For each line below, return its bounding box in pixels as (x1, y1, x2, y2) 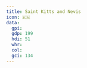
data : (6, 20, 20, 25)
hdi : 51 (11, 36, 31, 42)
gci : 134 (11, 53, 33, 59)
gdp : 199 (11, 31, 33, 37)
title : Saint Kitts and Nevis (6, 8, 82, 15)
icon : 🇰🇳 (6, 14, 31, 20)
